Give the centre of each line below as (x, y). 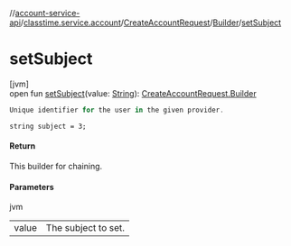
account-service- (47, 13)
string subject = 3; (48, 126)
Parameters (32, 187)
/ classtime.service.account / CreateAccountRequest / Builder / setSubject (151, 23)
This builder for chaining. (56, 167)
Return (23, 146)
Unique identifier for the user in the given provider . (117, 110)
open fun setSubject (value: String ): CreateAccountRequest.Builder (133, 93)
